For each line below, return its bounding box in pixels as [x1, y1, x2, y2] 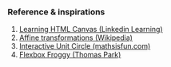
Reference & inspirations [7, 6, 105, 18]
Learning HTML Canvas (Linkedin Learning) [18, 25, 163, 34]
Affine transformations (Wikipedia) [18, 33, 133, 42]
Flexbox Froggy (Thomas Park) [18, 50, 121, 60]
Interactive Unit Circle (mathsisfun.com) [18, 41, 151, 51]
